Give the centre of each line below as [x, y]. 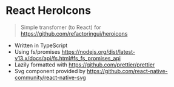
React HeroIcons [49, 11]
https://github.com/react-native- [127, 71]
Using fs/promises [37, 51]
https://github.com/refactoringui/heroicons [74, 33]
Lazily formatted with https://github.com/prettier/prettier [85, 65]
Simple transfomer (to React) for [61, 27]
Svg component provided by [50, 71]
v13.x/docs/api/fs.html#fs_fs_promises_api [67, 58]
